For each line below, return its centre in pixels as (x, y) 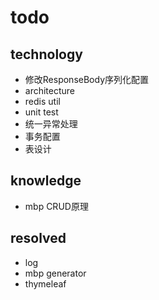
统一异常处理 (51, 124)
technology (46, 54)
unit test (41, 112)
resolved (38, 238)
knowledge (46, 181)
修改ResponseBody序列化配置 (87, 79)
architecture (50, 90)
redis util (42, 101)
